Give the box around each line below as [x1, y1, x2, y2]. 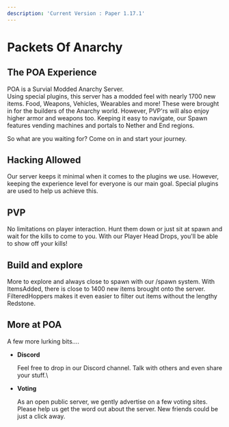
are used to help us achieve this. [7, 187, 98, 195]
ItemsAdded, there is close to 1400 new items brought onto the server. [7, 285, 206, 293]
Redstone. [7, 299, 36, 308]
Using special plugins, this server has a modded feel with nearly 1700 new [7, 92, 216, 100]
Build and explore [7, 259, 83, 271]
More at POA [7, 319, 62, 331]
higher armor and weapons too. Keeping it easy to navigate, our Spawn [7, 114, 208, 122]
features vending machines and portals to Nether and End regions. [7, 121, 195, 129]
